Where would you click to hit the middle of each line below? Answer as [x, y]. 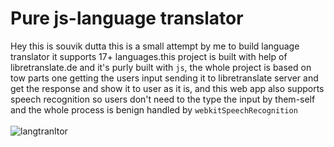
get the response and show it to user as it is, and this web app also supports [167, 88]
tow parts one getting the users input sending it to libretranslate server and [164, 78]
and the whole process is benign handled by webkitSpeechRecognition [154, 109]
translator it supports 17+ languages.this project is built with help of [149, 56]
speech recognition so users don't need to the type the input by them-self [163, 99]
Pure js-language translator [127, 18]
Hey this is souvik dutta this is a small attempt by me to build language [155, 46]
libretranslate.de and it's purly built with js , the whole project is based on [161, 67]
